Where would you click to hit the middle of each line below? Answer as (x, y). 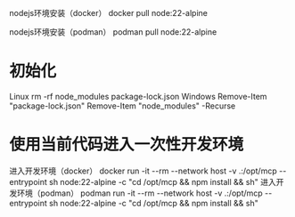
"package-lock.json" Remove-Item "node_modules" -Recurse (123, 106)
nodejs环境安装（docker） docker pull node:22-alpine (108, 13)
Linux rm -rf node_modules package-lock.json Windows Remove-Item (138, 96)
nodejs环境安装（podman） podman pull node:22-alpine (113, 32)
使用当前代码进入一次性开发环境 (127, 145)
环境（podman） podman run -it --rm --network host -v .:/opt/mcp (139, 193)
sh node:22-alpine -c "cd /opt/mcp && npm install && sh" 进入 (162, 181)
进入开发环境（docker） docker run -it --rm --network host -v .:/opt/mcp (143, 171)
